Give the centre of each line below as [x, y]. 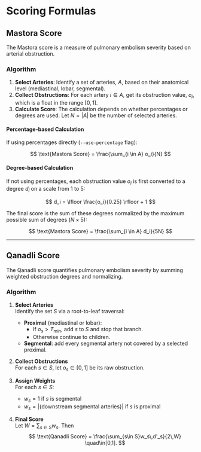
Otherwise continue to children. [71, 337]
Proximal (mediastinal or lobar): [63, 323]
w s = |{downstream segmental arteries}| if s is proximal [92, 407]
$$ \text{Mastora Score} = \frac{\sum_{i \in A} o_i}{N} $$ [100, 154]
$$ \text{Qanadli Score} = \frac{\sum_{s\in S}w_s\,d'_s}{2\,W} [105, 436]
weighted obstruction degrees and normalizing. [65, 276]
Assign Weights [35, 380]
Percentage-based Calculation [45, 129]
